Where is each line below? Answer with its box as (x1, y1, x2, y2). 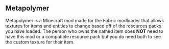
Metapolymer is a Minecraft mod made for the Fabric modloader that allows (5, 17, 164, 23)
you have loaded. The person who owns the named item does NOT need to (5, 28, 163, 34)
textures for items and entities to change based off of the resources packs (5, 23, 162, 29)
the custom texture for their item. (5, 39, 75, 45)
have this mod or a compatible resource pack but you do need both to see (5, 33, 161, 39)
